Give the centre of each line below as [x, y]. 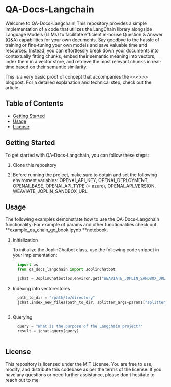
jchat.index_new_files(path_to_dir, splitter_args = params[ [81, 302]
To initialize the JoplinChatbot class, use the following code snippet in [86, 250]
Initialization [25, 240]
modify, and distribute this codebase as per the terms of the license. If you [83, 369]
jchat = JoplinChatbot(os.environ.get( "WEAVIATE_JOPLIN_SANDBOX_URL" [93, 279]
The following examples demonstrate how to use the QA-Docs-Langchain [82, 219]
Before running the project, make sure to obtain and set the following [85, 175]
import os [28, 265]
